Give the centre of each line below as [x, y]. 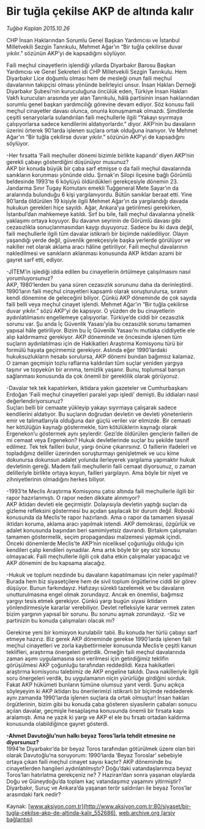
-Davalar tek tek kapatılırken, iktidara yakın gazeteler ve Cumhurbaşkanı [97, 387]
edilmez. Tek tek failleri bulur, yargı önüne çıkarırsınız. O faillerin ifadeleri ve [102, 446]
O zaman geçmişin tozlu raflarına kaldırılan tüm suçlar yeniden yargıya [95, 363]
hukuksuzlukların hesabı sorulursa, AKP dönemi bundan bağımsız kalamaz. [101, 356]
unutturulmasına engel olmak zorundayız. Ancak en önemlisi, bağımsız [95, 594]
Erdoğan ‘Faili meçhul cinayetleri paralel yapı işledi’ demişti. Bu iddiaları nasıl [102, 394]
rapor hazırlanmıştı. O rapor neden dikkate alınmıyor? [73, 497]
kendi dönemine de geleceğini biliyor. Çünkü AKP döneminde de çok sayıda [102, 298]
